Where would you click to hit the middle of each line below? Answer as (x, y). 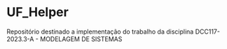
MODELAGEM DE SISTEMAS (81, 38)
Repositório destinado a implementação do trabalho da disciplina (100, 31)
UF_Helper (38, 12)
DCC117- (207, 31)
